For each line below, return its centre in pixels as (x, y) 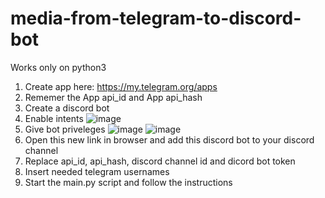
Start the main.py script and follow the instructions (128, 182)
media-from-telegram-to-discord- (156, 18)
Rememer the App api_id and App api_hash (113, 97)
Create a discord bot (67, 108)
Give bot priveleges (65, 129)
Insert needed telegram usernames (97, 171)
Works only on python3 (58, 67)
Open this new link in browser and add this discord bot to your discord (169, 139)
